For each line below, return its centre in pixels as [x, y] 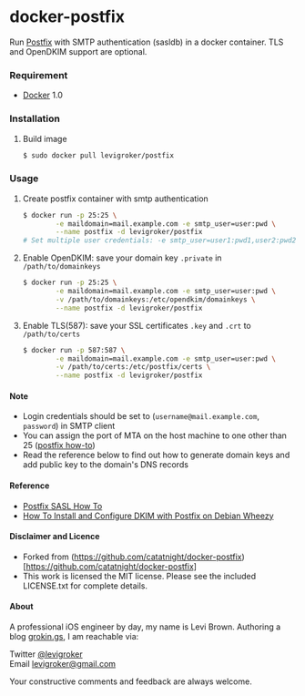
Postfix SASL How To [62, 506]
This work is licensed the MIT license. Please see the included [139, 576]
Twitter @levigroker [46, 654]
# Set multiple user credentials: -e [94, 241]
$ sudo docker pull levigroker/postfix [98, 155]
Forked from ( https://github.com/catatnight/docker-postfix [132, 557]
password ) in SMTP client [69, 426]
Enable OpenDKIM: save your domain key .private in [122, 258]
